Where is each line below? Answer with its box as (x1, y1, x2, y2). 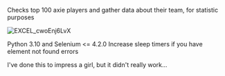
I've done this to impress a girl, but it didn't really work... (7, 61, 168, 68)
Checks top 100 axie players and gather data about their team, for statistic (7, 6, 219, 14)
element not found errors (7, 48, 79, 55)
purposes (7, 13, 35, 21)
